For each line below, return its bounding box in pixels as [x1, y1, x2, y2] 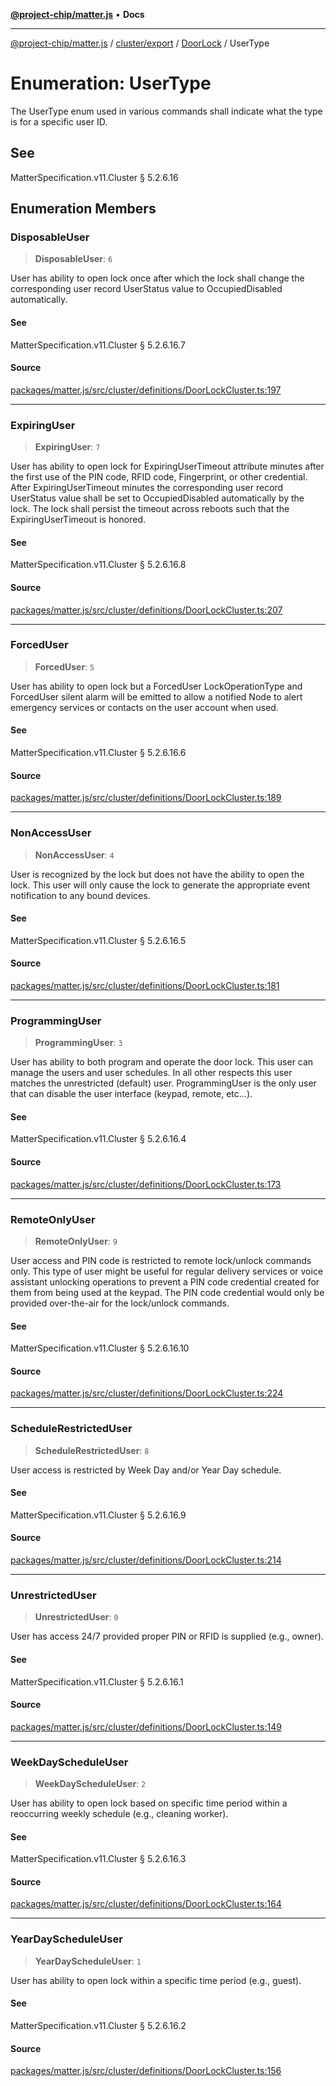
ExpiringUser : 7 [34, 441, 101, 453]
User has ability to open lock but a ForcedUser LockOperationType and [10, 680, 303, 692]
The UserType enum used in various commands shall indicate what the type [10, 105, 323, 117]
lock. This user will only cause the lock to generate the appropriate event [10, 879, 311, 891]
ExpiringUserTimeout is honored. [10, 514, 147, 526]
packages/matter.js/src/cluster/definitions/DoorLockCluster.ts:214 [10, 1554, 282, 1566]
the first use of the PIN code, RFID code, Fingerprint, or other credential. [10, 471, 308, 483]
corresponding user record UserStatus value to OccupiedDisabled [10, 283, 283, 295]
